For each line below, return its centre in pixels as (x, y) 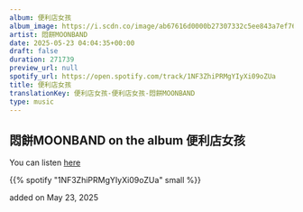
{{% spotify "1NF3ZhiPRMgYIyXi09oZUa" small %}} (105, 180)
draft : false (34, 51)
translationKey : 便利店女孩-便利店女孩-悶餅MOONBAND (102, 93)
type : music (32, 101)
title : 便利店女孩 (41, 85)
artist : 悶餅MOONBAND (49, 34)
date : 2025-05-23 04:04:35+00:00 (72, 43)
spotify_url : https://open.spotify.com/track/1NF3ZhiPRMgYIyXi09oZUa (143, 77)
